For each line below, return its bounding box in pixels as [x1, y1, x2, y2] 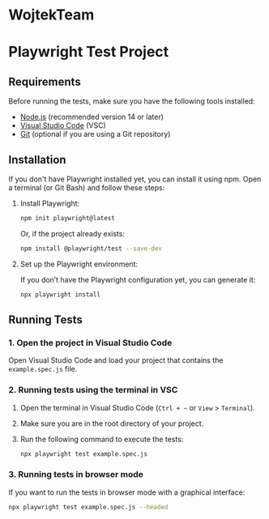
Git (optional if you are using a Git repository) [19, 130, 171, 139]
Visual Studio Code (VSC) [19, 121, 107, 130]
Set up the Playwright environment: [19, 259, 139, 269]
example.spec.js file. [8, 364, 78, 374]
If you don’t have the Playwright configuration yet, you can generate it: [19, 274, 256, 284]
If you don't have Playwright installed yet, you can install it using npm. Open [8, 174, 262, 184]
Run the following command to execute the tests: [19, 434, 184, 444]
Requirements [8, 74, 81, 88]
